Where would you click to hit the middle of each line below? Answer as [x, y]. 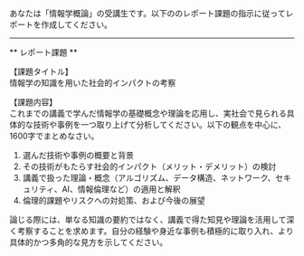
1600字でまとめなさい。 [54, 136]
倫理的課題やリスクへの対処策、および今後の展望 [114, 200]
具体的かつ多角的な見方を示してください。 [89, 242]
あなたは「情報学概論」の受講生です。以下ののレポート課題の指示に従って [147, 13]
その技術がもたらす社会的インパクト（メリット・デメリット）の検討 [149, 166]
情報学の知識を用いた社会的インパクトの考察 [93, 83]
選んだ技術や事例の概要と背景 [78, 155]
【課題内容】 [33, 102]
